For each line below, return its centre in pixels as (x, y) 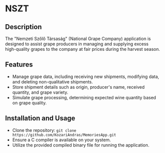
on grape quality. (29, 103)
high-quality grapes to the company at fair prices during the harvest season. (82, 49)
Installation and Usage (40, 118)
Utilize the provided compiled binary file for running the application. (81, 145)
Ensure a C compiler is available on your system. (62, 140)
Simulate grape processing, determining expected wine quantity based (84, 97)
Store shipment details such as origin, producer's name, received (78, 87)
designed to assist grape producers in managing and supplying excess (77, 44)
